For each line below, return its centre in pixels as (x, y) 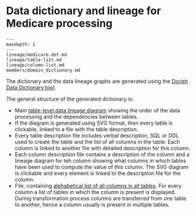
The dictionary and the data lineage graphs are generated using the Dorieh (97, 81)
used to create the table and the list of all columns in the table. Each (97, 142)
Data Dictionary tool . (31, 87)
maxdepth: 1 (21, 44)
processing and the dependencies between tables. (76, 116)
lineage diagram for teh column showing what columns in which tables (100, 160)
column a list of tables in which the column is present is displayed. (95, 192)
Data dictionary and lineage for (84, 11)
